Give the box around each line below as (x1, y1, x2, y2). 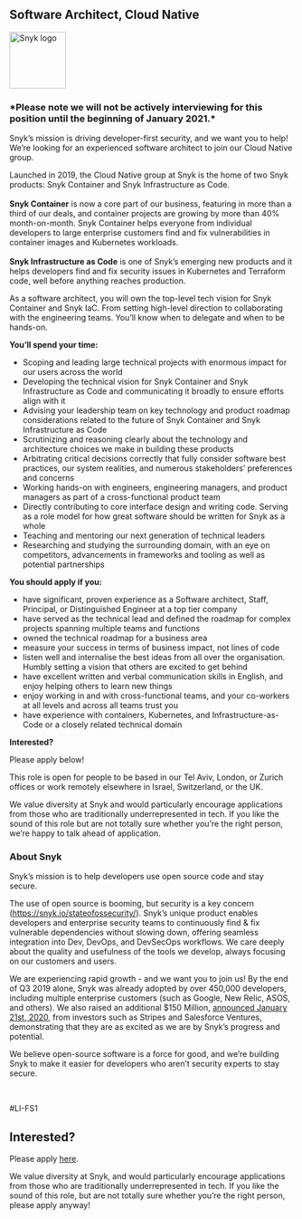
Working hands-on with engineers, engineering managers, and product (22, 482, 288, 493)
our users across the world (22, 367, 124, 378)
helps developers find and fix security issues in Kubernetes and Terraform (9, 266, 287, 277)
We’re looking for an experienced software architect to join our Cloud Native (9, 142, 293, 153)
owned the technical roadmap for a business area (22, 633, 208, 644)
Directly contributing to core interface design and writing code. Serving (22, 502, 288, 513)
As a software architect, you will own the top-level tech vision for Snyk (9, 293, 272, 304)
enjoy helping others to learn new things (22, 681, 174, 692)
